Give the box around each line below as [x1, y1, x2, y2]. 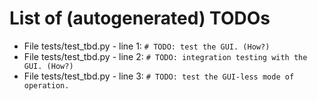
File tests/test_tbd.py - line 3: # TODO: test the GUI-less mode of [23, 70, 295, 82]
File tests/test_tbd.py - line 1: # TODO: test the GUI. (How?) [23, 40, 271, 52]
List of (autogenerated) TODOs [9, 7, 271, 30]
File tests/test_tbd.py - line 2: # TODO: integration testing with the [23, 50, 308, 62]
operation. [23, 80, 70, 91]
